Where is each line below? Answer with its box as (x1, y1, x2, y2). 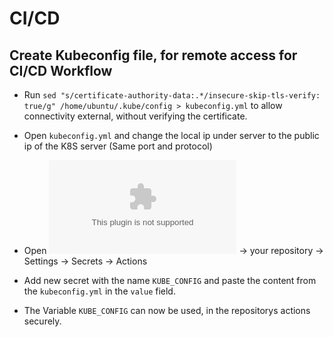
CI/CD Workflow (9, 62, 113, 79)
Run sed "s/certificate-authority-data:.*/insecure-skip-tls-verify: (23, 89, 321, 101)
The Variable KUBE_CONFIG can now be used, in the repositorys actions (23, 305, 311, 316)
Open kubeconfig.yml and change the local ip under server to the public (23, 130, 320, 141)
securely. (23, 315, 62, 327)
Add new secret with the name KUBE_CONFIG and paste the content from (23, 275, 317, 286)
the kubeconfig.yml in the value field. (23, 285, 176, 297)
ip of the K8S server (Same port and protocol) (23, 140, 213, 152)
